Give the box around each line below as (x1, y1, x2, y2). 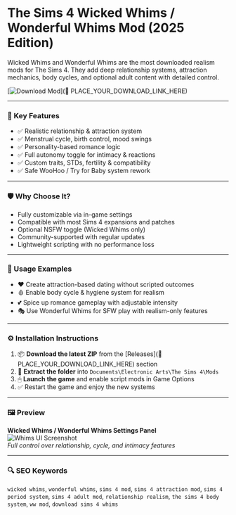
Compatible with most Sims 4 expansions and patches (17, 217, 176, 226)
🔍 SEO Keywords (7, 466, 68, 476)
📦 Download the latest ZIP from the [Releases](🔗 (17, 350, 163, 358)
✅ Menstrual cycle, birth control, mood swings (17, 135, 152, 144)
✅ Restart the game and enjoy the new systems (17, 383, 156, 391)
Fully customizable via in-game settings (17, 210, 133, 219)
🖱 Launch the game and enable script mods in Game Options (17, 375, 195, 383)
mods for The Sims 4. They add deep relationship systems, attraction (7, 65, 207, 74)
